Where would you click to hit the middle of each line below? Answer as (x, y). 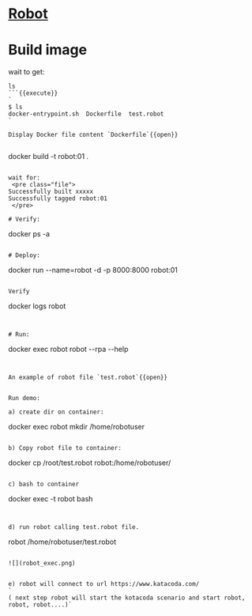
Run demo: (24, 399)
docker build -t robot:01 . (49, 157)
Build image (48, 50)
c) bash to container (44, 484)
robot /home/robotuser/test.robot (62, 542)
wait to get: (26, 72)
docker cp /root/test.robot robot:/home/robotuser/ (90, 463)
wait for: (24, 178)
